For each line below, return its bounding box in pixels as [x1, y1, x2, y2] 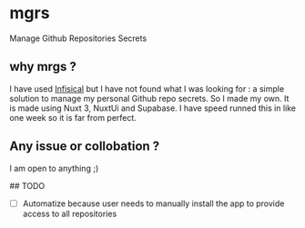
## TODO [9, 180, 46, 191]
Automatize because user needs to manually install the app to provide [22, 198, 285, 209]
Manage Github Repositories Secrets [9, 33, 147, 44]
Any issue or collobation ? [9, 139, 160, 154]
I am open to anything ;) [9, 163, 99, 173]
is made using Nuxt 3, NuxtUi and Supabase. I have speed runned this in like [9, 103, 296, 114]
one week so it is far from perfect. [9, 112, 137, 123]
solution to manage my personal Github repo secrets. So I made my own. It [9, 93, 290, 104]
